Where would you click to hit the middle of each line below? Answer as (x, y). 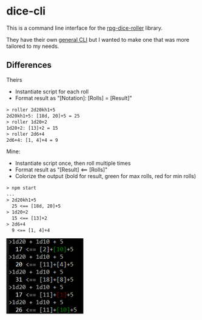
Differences (29, 65)
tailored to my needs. (33, 46)
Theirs (14, 79)
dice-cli (26, 11)
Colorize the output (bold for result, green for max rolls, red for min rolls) (106, 176)
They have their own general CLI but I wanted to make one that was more (98, 39)
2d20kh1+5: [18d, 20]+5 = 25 (43, 116)
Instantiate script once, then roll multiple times (73, 163)
